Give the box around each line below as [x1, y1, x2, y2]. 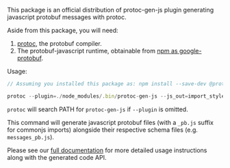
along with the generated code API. [7, 153, 107, 161]
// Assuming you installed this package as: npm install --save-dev [7, 81, 207, 87]
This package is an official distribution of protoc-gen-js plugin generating [7, 6, 214, 14]
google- [179, 47, 202, 55]
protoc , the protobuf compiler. [16, 40, 102, 47]
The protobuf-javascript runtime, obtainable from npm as [16, 47, 178, 55]
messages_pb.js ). [7, 132, 55, 141]
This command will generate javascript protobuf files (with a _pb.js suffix [7, 118, 214, 126]
